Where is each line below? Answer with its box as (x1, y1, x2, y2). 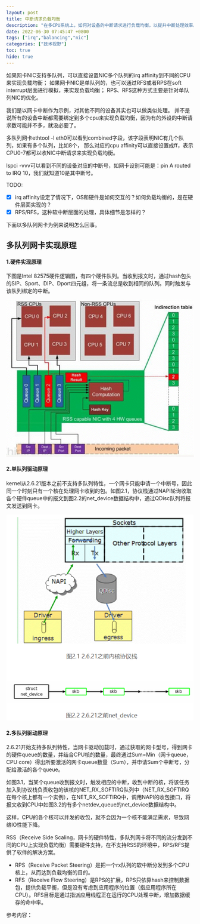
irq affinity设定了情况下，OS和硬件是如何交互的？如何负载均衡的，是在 (14, 193, 188, 201)
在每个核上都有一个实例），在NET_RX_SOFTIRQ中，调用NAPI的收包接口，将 (6, 794, 191, 801)
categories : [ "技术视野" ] (6, 41, 67, 47)
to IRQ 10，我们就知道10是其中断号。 (6, 169, 96, 176)
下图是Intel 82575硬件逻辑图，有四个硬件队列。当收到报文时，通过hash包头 (6, 272, 192, 280)
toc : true (6, 48, 31, 54)
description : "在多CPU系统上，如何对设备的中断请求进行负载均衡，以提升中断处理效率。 (6, 22, 198, 28)
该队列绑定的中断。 (6, 287, 54, 295)
